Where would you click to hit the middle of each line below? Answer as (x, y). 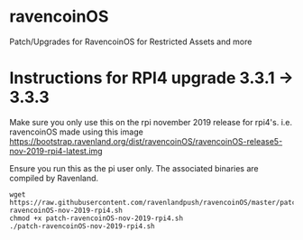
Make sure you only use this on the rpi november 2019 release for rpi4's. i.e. (151, 122)
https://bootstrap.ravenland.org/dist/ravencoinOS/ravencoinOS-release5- (146, 141)
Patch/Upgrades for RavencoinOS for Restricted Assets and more (131, 42)
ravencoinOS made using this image (77, 132)
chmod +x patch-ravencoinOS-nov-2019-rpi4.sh (96, 218)
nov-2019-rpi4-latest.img (56, 151)
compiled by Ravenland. (54, 178)
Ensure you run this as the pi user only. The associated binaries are (134, 168)
